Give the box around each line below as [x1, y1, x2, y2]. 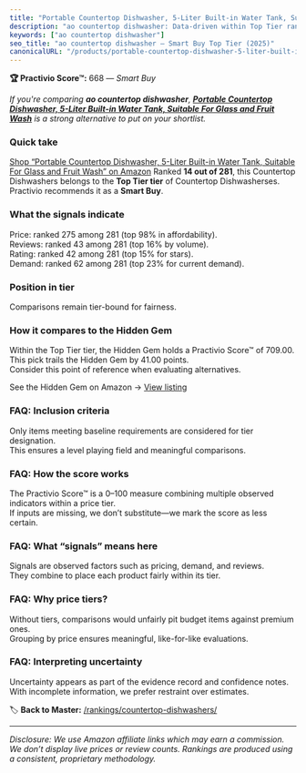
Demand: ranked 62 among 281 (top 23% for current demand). [9, 258, 245, 269]
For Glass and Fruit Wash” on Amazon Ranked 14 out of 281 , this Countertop [9, 166, 296, 178]
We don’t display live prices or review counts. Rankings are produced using [9, 743, 293, 754]
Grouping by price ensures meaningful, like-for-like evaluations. [9, 633, 249, 644]
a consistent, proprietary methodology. [9, 753, 157, 764]
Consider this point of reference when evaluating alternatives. [9, 364, 241, 375]
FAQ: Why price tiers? [9, 593, 108, 605]
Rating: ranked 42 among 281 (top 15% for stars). [9, 248, 194, 259]
